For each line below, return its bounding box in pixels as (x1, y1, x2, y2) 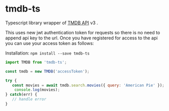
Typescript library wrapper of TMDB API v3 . (5, 20, 98, 26)
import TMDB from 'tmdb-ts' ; (5, 60, 67, 65)
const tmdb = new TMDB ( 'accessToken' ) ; (5, 69, 90, 74)
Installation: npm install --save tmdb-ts (5, 50, 90, 56)
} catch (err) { (5, 92, 38, 97)
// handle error (12, 97, 47, 102)
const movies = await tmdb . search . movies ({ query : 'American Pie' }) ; (12, 83, 165, 88)
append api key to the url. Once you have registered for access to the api (5, 35, 158, 41)
